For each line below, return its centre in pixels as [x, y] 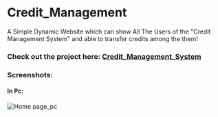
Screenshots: [30, 75]
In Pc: [15, 91]
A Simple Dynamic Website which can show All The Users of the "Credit [109, 31]
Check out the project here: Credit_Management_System [104, 56]
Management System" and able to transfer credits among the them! [102, 38]
